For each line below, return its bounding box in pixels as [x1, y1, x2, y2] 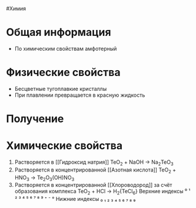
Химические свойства [6, 139, 122, 153]
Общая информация [6, 26, 111, 39]
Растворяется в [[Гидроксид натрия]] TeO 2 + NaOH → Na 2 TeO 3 [14, 159, 174, 167]
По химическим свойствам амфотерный [14, 45, 117, 52]
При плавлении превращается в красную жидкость [14, 91, 145, 98]
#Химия [6, 5, 26, 12]
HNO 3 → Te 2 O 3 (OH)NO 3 [14, 174, 75, 182]
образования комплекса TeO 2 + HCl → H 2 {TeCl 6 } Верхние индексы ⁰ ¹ [14, 188, 191, 196]
